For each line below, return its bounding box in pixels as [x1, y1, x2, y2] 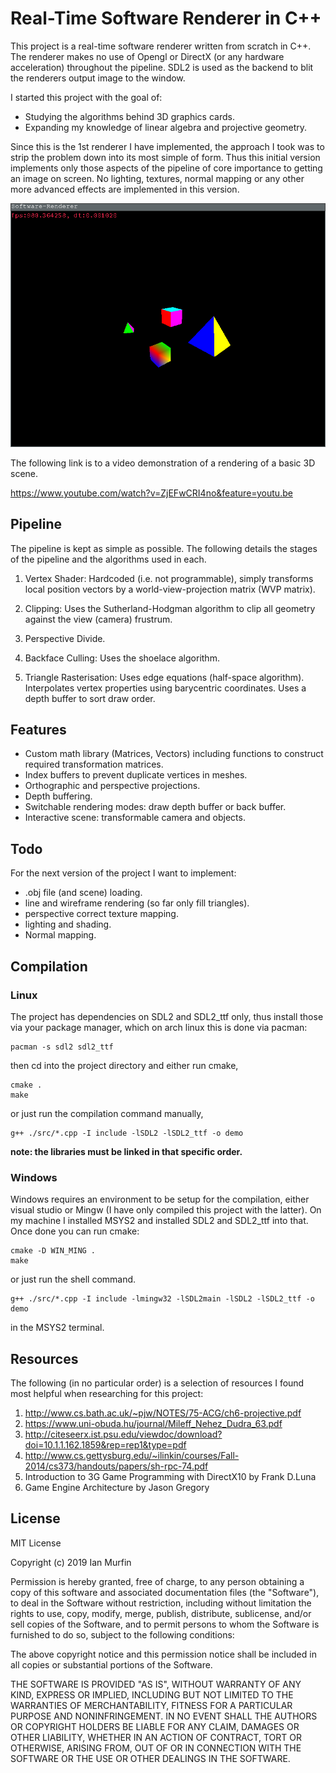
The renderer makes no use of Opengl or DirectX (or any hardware [10, 50, 285, 62]
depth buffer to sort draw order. [24, 692, 156, 704]
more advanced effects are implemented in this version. [10, 183, 240, 195]
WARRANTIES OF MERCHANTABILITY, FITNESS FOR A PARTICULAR [10, 1699, 293, 1711]
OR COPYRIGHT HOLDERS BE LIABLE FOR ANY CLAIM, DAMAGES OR [10, 1720, 300, 1732]
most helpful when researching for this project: [10, 1388, 204, 1400]
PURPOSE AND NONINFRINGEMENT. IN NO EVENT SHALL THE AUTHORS [10, 1710, 318, 1722]
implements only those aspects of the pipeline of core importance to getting [10, 162, 323, 174]
